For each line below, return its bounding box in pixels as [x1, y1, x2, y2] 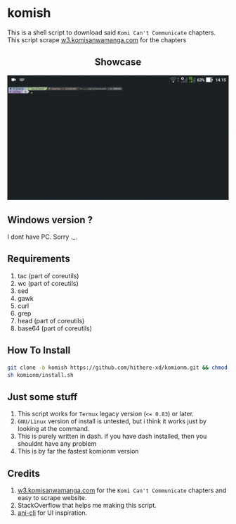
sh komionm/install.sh [7, 371, 74, 378]
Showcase [94, 56, 142, 68]
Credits [7, 467, 41, 480]
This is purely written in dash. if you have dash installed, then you [17, 432, 207, 441]
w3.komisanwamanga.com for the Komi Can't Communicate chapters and [17, 486, 227, 494]
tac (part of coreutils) [17, 271, 79, 280]
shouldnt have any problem [17, 439, 97, 448]
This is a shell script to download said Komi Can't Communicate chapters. [7, 28, 216, 37]
